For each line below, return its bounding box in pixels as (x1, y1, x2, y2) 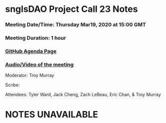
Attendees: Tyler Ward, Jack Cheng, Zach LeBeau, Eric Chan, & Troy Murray (5, 92, 162, 98)
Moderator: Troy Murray (5, 72, 55, 78)
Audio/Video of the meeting (5, 61, 74, 68)
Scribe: (5, 82, 20, 88)
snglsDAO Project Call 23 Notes (5, 3, 138, 15)
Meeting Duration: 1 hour (5, 35, 66, 42)
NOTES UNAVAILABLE (5, 109, 98, 120)
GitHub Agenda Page (5, 48, 57, 55)
